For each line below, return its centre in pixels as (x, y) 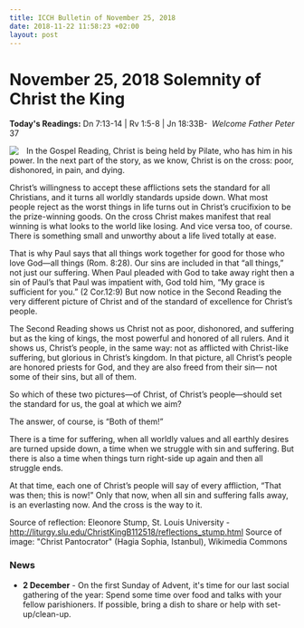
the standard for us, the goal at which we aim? (96, 404)
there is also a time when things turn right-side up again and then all (137, 459)
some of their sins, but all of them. (73, 377)
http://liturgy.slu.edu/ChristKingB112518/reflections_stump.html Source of (146, 532)
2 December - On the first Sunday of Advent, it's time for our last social (156, 585)
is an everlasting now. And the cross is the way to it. (106, 505)
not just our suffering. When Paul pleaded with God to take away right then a (152, 273)
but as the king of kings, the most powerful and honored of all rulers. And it (149, 338)
